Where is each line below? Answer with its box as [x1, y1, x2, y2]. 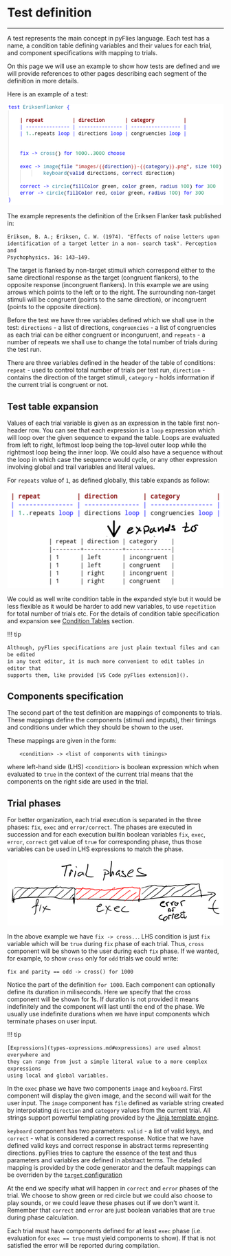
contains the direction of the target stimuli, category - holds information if [7, 373, 214, 381]
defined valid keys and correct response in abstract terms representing [7, 1141, 209, 1149]
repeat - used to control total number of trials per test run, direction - [7, 366, 206, 375]
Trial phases [7, 797, 61, 809]
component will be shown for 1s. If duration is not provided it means [7, 995, 199, 1003]
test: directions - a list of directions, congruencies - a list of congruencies [7, 324, 217, 332]
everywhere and [7, 1051, 51, 1058]
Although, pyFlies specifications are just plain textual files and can [7, 644, 220, 651]
